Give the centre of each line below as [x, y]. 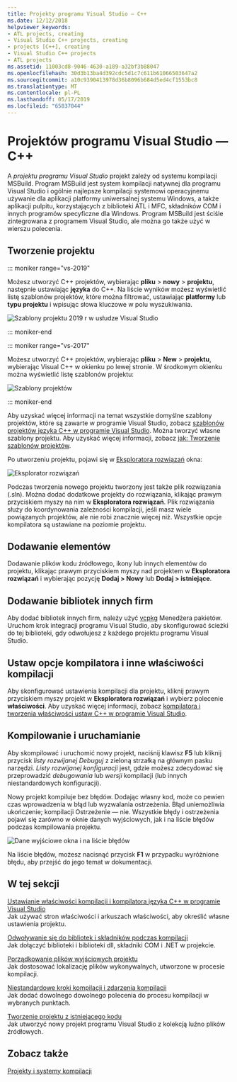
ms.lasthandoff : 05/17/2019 [49, 100]
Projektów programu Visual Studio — [118, 141]
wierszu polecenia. [35, 228]
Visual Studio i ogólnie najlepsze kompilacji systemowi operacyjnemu [108, 191]
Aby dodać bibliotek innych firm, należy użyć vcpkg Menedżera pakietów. [115, 618]
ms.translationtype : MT [42, 86]
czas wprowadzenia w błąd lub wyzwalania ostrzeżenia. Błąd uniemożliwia [116, 804]
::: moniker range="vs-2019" [49, 268]
